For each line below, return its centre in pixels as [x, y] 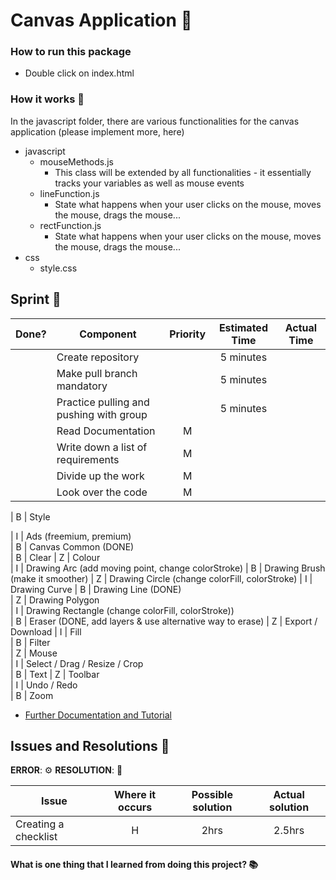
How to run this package [71, 52]
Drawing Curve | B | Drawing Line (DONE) [96, 589]
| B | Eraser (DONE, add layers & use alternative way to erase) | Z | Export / [164, 621]
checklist [36, 837]
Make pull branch [97, 373]
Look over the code [102, 492]
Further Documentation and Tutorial [98, 715]
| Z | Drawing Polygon [55, 600]
